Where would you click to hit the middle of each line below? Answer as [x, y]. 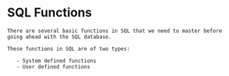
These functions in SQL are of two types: [69, 49]
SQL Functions [50, 13]
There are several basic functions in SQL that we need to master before [115, 31]
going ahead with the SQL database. [59, 37]
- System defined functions [56, 61]
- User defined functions [53, 66]
